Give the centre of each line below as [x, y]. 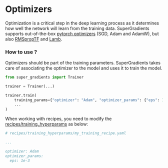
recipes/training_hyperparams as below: [47, 124]
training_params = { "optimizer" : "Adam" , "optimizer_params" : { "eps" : [87, 100]
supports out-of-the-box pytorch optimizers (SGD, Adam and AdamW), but [82, 33]
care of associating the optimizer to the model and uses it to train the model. [84, 68]
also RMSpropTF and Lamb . [34, 39]
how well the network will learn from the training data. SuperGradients [77, 28]
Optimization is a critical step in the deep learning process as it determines [82, 23]
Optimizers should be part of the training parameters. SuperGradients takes [83, 63]
